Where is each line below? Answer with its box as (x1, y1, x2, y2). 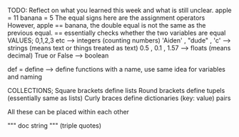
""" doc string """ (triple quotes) (7, 121, 102, 130)
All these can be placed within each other (7, 108, 130, 116)
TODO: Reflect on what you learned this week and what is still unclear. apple (7, 6, 232, 14)
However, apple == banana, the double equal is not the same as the (7, 21, 206, 29)
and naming (7, 72, 43, 81)
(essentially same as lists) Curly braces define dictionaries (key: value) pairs (7, 94, 231, 102)
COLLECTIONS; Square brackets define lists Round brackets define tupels (7, 87, 225, 94)
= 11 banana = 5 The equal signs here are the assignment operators (7, 13, 205, 22)
